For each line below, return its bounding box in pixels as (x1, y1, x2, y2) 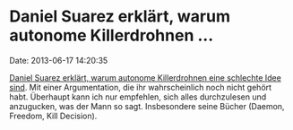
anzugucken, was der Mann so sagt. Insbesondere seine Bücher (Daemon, (9, 100, 285, 111)
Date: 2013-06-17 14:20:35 (9, 55, 108, 65)
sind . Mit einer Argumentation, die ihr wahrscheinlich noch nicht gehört (9, 82, 271, 92)
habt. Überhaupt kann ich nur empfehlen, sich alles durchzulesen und (9, 91, 267, 102)
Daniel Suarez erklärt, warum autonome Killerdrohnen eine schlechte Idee (9, 72, 282, 82)
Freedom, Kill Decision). (9, 110, 98, 121)
